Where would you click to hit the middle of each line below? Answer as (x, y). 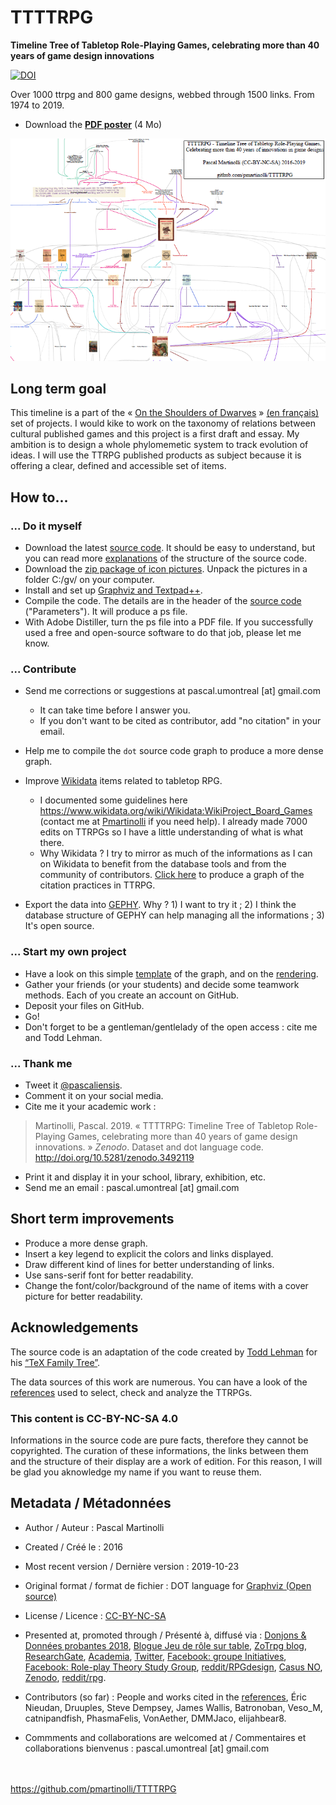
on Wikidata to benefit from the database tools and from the (163, 864)
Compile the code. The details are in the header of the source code (163, 601)
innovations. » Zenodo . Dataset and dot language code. (149, 1147)
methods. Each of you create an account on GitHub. (132, 995)
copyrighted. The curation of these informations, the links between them (159, 1450)
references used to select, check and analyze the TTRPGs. (131, 1392)
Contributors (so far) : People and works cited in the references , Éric (165, 1697)
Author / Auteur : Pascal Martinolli (94, 1527)
